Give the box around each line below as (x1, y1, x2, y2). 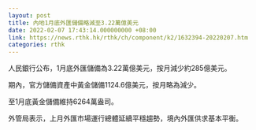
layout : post (8, 11, 51, 20)
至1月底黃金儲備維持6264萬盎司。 (8, 97, 118, 106)
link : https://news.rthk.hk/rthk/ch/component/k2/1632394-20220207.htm (8, 33, 248, 42)
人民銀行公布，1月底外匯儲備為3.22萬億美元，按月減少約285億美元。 (8, 64, 232, 73)
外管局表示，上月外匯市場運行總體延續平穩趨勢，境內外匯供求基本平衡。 (8, 113, 243, 123)
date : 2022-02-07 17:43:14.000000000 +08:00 (8, 26, 157, 34)
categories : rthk (8, 41, 65, 49)
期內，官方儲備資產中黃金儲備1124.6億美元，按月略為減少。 (8, 80, 201, 90)
